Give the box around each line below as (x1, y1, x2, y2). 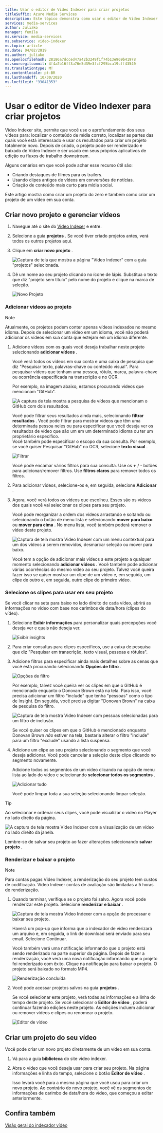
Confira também (5, 1109, 56, 1117)
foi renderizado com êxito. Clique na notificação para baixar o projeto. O (12, 961, 157, 967)
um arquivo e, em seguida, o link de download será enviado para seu (12, 931, 150, 937)
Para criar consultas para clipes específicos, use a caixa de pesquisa (12, 643, 151, 650)
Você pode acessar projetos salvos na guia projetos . (12, 985, 119, 991)
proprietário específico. (12, 433, 59, 439)
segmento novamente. (12, 757, 57, 763)
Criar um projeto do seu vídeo (5, 1033, 97, 1042)
